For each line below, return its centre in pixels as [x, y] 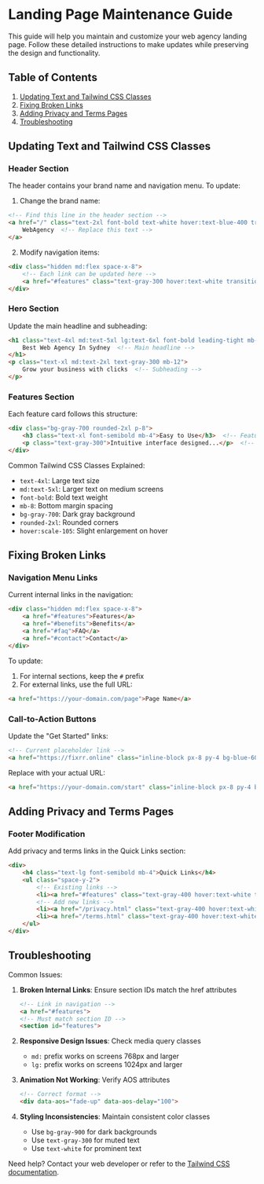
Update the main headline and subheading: [78, 326]
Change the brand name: [60, 201]
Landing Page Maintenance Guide [121, 15]
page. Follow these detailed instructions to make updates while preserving [128, 44]
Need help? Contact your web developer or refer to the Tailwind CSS [119, 1164]
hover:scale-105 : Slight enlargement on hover [94, 530]
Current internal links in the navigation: [71, 595]
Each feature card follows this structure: [73, 414]
